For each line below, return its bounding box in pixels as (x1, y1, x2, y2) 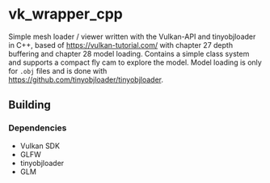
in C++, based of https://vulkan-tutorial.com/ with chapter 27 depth (8, 40, 233, 49)
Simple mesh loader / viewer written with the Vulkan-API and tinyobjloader (8, 32, 256, 41)
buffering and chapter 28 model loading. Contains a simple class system (8, 49, 250, 58)
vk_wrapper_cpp (8, 5, 123, 23)
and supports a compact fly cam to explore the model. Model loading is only (8, 57, 263, 67)
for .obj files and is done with (8, 66, 108, 75)
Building (8, 98, 51, 112)
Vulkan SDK (19, 141, 61, 151)
